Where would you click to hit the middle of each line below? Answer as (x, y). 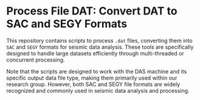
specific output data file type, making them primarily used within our (92, 78)
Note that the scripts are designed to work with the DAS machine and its (97, 71)
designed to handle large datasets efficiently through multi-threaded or (95, 53)
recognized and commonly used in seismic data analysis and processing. (98, 90)
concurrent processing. (36, 60)
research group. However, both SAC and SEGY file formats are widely (93, 84)
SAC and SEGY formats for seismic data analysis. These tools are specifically (100, 47)
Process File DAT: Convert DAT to (92, 11)
